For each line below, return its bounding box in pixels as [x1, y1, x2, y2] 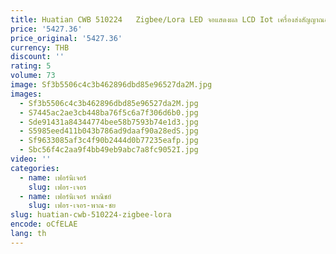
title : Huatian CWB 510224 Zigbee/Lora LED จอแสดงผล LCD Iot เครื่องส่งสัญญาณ [10, 14, 325, 25]
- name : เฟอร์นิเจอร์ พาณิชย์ [19, 191, 112, 201]
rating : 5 [10, 61, 52, 71]
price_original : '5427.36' [10, 33, 123, 43]
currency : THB [10, 42, 70, 53]
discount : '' [10, 52, 65, 62]
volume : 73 [10, 71, 56, 81]
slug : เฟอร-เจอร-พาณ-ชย [28, 201, 117, 211]
